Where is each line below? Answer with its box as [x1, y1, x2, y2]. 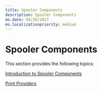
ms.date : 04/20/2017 [5, 17, 49, 22]
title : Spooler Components [5, 7, 63, 13]
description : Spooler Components [5, 12, 76, 17]
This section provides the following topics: [5, 61, 94, 67]
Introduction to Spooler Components [5, 71, 82, 77]
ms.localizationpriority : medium [5, 21, 76, 27]
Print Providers [5, 80, 37, 87]
